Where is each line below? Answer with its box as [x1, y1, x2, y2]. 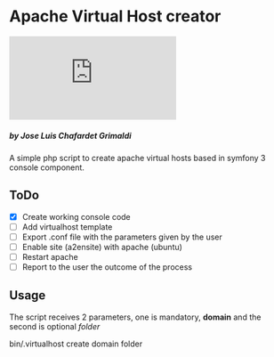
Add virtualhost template [21, 221, 113, 232]
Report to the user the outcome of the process [21, 262, 193, 272]
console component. [9, 162, 85, 173]
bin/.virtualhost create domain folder [9, 338, 143, 349]
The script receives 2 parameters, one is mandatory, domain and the [9, 312, 262, 322]
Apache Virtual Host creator [9, 6, 222, 27]
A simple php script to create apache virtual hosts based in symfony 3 [9, 152, 266, 163]
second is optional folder [9, 320, 101, 331]
